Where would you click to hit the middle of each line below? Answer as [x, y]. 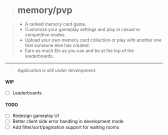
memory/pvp [45, 10]
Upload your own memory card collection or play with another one [93, 40]
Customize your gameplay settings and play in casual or [82, 29]
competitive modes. [45, 34]
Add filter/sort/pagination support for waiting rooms [65, 127]
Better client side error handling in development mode [68, 121]
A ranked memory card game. [55, 24]
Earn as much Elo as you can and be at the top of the [79, 50]
